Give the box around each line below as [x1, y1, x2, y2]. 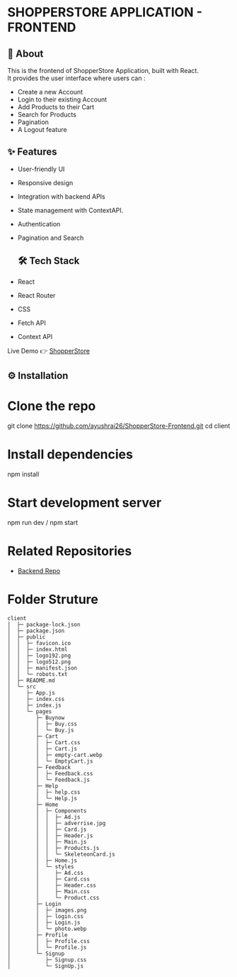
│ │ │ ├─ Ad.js [7, 813, 81, 820]
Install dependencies [7, 446, 133, 463]
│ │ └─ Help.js [7, 795, 78, 802]
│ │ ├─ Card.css [7, 876, 91, 883]
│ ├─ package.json [7, 627, 65, 634]
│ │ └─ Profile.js [7, 944, 87, 951]
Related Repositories [7, 543, 132, 559]
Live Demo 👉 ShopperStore [7, 346, 91, 355]
